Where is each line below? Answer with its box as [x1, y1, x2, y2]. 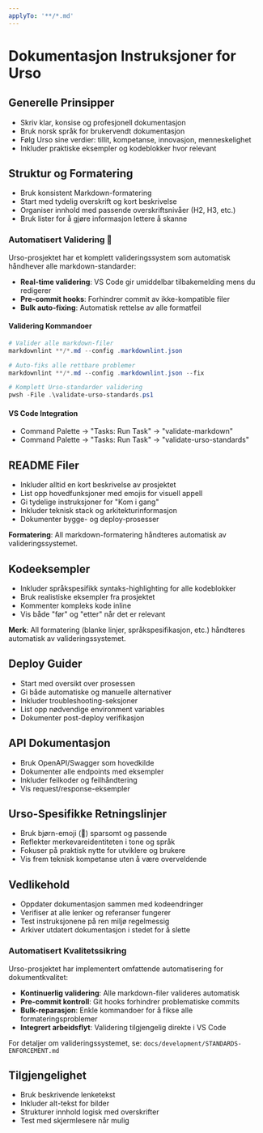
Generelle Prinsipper [8, 96, 115, 110]
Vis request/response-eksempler [19, 783, 131, 793]
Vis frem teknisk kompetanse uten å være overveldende [19, 855, 207, 864]
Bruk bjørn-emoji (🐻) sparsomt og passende [19, 829, 168, 838]
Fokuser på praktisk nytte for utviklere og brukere [19, 846, 186, 855]
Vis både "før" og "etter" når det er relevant [19, 609, 166, 619]
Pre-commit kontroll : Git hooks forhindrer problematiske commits [19, 996, 240, 1006]
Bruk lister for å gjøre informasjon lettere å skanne [19, 214, 188, 223]
